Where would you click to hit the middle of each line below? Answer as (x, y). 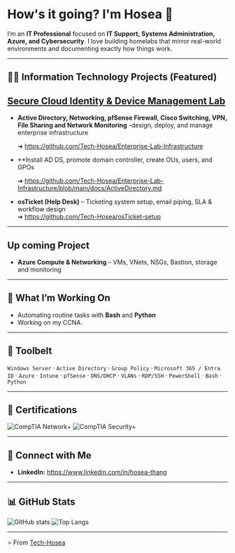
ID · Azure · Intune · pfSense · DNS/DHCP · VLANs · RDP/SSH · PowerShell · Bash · (114, 375)
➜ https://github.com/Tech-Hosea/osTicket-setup (89, 217)
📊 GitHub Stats (41, 502)
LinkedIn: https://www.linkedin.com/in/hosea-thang (92, 472)
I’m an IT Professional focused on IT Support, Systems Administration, (111, 34)
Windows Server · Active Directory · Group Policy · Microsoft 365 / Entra (114, 367)
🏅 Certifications (42, 410)
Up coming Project (48, 245)
